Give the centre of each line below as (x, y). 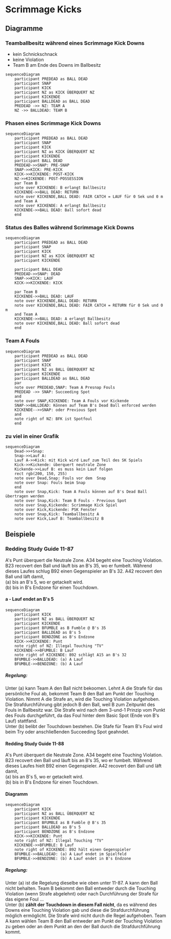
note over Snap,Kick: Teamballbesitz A (57, 514)
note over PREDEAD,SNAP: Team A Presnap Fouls (65, 387)
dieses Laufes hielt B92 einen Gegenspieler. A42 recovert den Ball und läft (83, 766)
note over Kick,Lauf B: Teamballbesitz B (59, 519)
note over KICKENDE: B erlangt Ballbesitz (60, 188)
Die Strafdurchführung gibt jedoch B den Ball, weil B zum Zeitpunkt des (80, 705)
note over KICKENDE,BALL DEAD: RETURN (56, 301)
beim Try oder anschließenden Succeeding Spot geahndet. (67, 732)
